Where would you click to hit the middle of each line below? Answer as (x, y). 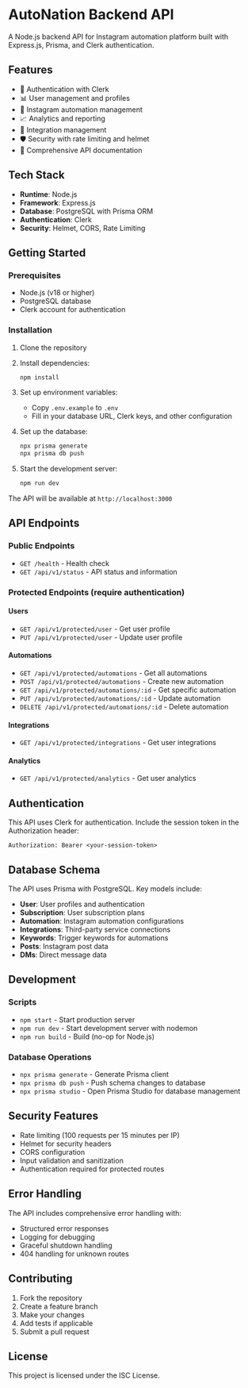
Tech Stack (36, 175)
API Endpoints (44, 523)
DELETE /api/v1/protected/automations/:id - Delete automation (124, 707)
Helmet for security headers (66, 1144)
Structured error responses (64, 1228)
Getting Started (47, 253)
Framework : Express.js (58, 202)
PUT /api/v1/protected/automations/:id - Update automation (120, 698)
